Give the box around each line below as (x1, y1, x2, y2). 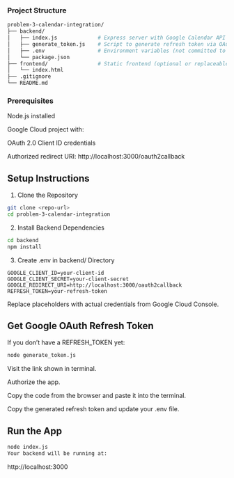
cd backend (7, 237, 39, 244)
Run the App (7, 425, 63, 437)
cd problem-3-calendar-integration (7, 211, 111, 218)
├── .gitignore (7, 73, 52, 80)
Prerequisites (7, 96, 54, 106)
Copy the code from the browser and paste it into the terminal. (7, 392, 187, 400)
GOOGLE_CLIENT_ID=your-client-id (7, 269, 104, 276)
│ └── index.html (7, 67, 64, 74)
